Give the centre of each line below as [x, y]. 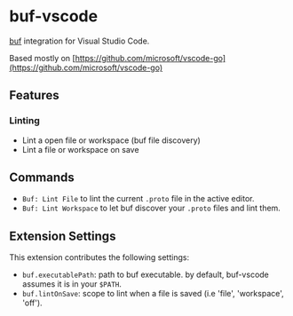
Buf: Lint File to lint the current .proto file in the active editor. [138, 199]
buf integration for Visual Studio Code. [79, 41]
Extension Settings [63, 236]
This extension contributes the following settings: [99, 257]
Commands [42, 178]
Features [34, 95]
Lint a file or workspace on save [80, 149]
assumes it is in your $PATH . [72, 284]
